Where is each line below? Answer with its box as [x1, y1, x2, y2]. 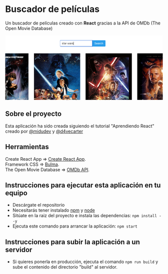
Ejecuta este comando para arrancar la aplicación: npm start [12, 223, 137, 229]
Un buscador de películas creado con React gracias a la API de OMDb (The [5, 20, 161, 26]
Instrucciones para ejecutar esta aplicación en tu [5, 181, 161, 190]
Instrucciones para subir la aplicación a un [5, 238, 140, 246]
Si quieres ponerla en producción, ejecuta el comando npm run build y [12, 259, 158, 265]
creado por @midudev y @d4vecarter [5, 128, 83, 134]
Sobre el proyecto [5, 110, 61, 118]
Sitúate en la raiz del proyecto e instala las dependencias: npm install [12, 213, 157, 219]
